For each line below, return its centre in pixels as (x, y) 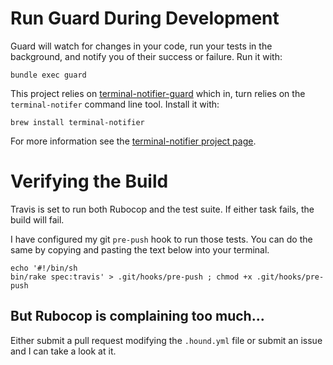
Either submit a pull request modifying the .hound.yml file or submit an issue (166, 340)
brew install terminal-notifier (77, 122)
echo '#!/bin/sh (44, 268)
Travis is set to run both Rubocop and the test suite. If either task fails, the (162, 209)
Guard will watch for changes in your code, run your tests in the (141, 46)
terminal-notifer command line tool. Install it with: (115, 104)
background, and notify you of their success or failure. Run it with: (146, 56)
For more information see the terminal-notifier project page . (133, 141)
